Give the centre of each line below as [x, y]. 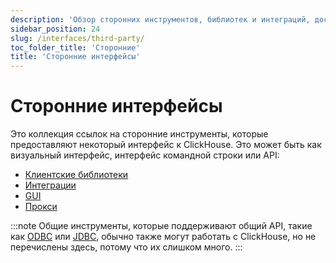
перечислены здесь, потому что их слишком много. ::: [126, 247]
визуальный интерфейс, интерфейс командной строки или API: [145, 155]
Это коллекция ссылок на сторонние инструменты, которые [139, 134]
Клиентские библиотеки [76, 175]
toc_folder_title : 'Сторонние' [75, 47]
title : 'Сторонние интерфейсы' [75, 57]
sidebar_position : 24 [55, 29]
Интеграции [50, 185]
